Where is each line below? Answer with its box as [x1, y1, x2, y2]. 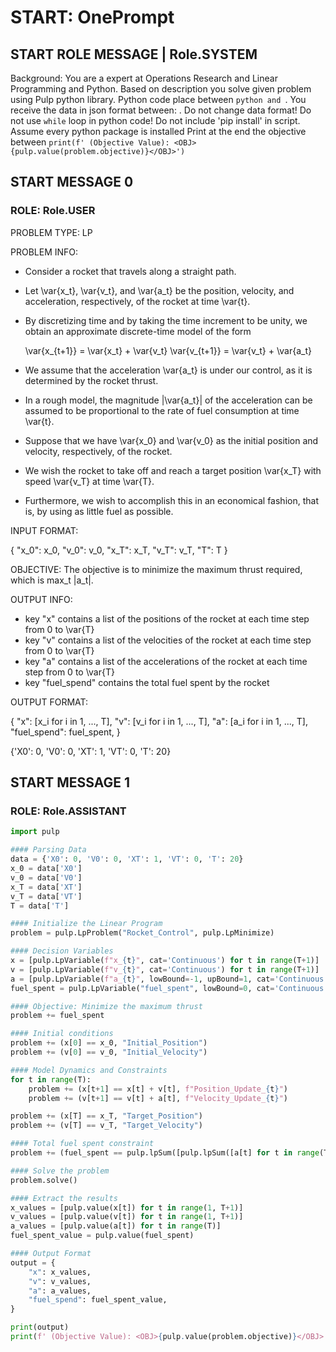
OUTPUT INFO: [10, 593, 73, 605]
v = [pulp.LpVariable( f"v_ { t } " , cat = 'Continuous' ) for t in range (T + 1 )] [10, 964, 320, 975]
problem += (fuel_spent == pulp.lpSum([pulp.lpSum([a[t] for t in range [10, 1148, 320, 1158]
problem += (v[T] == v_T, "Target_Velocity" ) [10, 1121, 203, 1131]
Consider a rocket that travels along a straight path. [24, 265, 237, 277]
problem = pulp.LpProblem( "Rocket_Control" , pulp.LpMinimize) [10, 928, 275, 938]
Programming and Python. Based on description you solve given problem [10, 83, 312, 95]
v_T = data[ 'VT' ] [10, 891, 83, 901]
